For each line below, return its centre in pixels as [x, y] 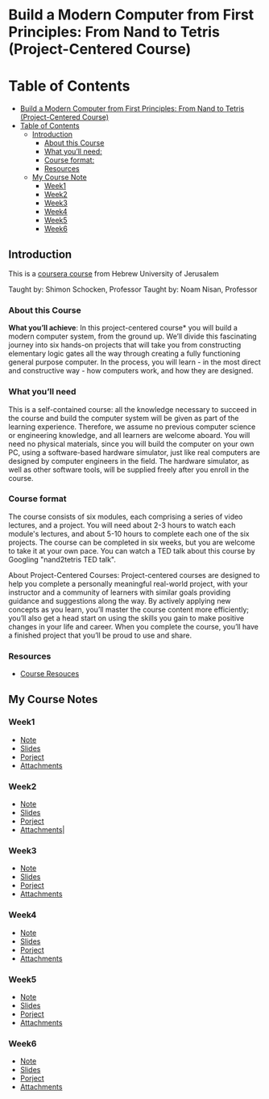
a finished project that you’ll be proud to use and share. [100, 635]
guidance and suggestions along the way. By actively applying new [120, 600]
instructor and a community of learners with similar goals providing [120, 592]
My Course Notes [53, 699]
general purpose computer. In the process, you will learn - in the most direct [135, 362]
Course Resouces [50, 674]
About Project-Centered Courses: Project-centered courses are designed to [134, 575]
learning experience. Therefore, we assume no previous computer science [132, 427]
